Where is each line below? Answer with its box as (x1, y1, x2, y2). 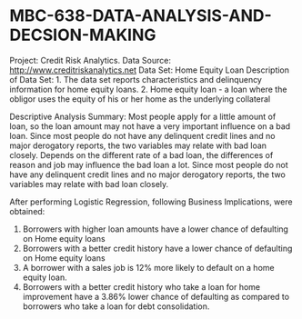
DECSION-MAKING (9, 25, 156, 45)
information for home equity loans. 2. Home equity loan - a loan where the (9, 84, 287, 95)
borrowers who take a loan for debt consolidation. (22, 301, 210, 312)
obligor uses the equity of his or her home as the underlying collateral (9, 93, 271, 105)
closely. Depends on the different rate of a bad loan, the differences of (9, 149, 274, 160)
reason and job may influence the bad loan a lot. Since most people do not (9, 159, 288, 170)
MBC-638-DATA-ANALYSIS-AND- (9, 5, 273, 26)
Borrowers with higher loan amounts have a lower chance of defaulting (22, 224, 289, 234)
